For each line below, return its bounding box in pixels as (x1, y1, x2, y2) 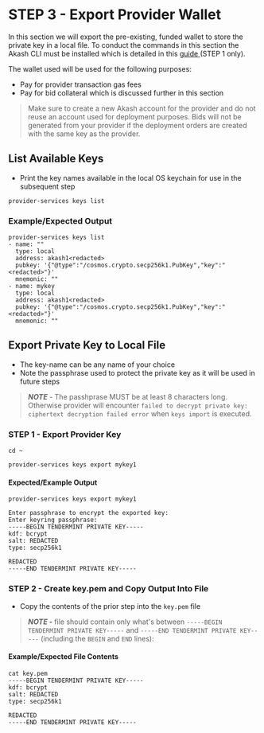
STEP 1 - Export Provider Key (8, 428, 122, 439)
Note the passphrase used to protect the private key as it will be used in (19, 368, 256, 377)
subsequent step (19, 181, 76, 191)
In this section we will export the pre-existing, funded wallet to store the (8, 32, 244, 41)
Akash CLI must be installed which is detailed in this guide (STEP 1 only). (8, 49, 246, 58)
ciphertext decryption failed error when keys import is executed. (27, 408, 252, 419)
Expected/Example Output (8, 478, 98, 487)
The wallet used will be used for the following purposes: (8, 64, 192, 73)
